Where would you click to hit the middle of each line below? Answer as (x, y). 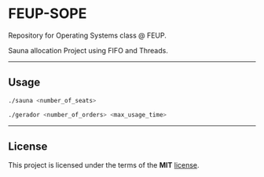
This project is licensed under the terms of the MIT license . (104, 165)
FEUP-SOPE (48, 14)
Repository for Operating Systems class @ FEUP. (88, 35)
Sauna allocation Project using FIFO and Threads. (88, 50)
